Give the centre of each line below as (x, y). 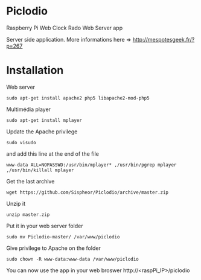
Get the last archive (30, 181)
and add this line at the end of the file (53, 154)
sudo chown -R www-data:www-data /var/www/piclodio (72, 259)
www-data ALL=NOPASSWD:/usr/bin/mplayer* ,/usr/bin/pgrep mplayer (91, 165)
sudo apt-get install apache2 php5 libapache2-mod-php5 (78, 98)
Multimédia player (29, 109)
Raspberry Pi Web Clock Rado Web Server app (65, 28)
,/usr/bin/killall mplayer (40, 170)
